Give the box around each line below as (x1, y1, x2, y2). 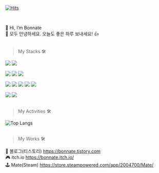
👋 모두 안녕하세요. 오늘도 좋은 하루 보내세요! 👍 (5, 31, 99, 37)
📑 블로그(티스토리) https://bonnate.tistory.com (5, 148, 101, 154)
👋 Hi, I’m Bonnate (5, 25, 42, 31)
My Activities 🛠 (17, 108, 51, 114)
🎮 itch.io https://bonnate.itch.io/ (5, 154, 74, 160)
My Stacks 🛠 (17, 49, 46, 54)
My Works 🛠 (17, 136, 46, 142)
